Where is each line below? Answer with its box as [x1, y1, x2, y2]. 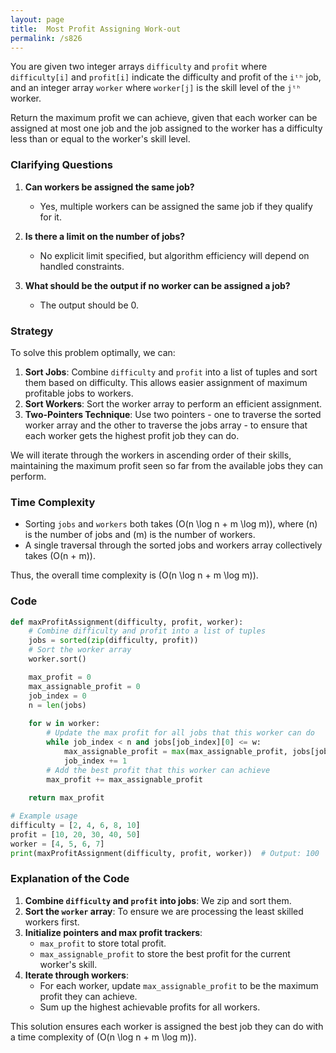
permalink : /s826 [10, 33, 83, 43]
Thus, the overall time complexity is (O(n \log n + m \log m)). [10, 569, 259, 581]
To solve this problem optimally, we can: [10, 346, 176, 358]
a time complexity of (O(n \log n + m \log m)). [10, 1031, 197, 1043]
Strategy [10, 324, 54, 338]
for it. [39, 211, 62, 223]
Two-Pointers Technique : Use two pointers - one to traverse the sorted [24, 408, 322, 420]
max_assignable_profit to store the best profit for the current [39, 947, 291, 960]
